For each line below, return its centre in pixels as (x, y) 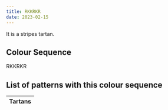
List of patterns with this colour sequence (84, 85)
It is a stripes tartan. (30, 34)
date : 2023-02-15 (27, 17)
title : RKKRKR (24, 11)
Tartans (20, 102)
